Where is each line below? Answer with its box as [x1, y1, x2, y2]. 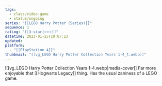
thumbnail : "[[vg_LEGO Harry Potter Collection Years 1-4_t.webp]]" [5, 52, 146, 57]
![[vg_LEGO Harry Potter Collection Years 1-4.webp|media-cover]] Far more [5, 65, 156, 71]
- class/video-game [9, 12, 49, 16]
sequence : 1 [5, 25, 29, 30]
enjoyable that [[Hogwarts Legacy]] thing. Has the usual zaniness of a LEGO [5, 71, 158, 76]
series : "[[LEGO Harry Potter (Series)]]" [5, 20, 92, 26]
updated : [5, 39, 23, 43]
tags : [5, 7, 16, 12]
